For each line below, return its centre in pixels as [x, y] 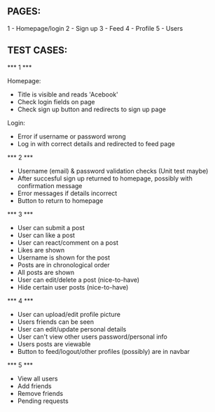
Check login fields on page [56, 101]
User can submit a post [51, 227]
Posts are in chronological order [63, 264]
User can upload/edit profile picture [69, 314]
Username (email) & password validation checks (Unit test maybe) [113, 171]
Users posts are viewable [54, 344]
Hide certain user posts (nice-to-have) [73, 287]
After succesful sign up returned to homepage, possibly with [105, 178]
